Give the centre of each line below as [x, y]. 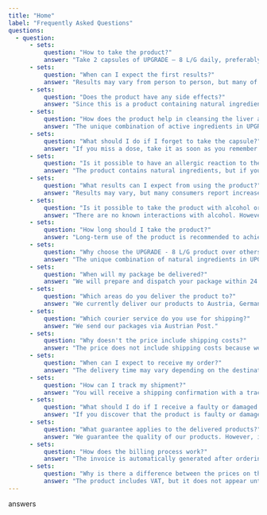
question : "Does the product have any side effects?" [134, 97]
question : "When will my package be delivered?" [126, 274]
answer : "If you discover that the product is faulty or [140, 415]
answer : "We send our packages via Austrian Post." [131, 326]
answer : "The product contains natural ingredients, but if [145, 171]
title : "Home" [32, 15]
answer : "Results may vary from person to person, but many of [151, 82]
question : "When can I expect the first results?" [129, 75]
